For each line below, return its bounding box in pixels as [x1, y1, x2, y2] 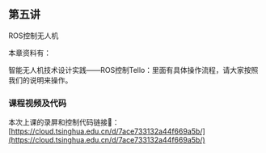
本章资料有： [8, 48, 51, 57]
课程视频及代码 [8, 97, 67, 108]
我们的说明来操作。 [8, 75, 73, 85]
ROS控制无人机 [8, 31, 59, 40]
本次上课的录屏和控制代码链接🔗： [8, 117, 120, 127]
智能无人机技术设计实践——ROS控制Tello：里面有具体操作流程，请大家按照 [8, 65, 259, 74]
